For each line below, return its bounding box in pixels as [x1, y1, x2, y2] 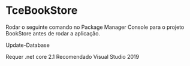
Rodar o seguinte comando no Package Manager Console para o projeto [5, 23, 185, 31]
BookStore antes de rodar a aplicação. [5, 29, 100, 37]
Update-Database [5, 41, 50, 49]
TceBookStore [5, 4, 78, 17]
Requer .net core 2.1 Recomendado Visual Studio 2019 [5, 53, 139, 60]
